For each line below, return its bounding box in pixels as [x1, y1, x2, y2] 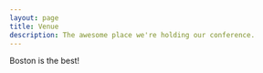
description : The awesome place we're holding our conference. [9, 30, 256, 39]
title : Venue [9, 22, 59, 31]
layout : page [9, 13, 59, 23]
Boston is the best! [9, 56, 80, 67]
